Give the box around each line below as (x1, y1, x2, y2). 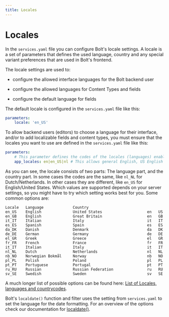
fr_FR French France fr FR (5, 240, 163, 245)
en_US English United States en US (5, 209, 163, 214)
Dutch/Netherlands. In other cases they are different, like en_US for (5, 179, 142, 185)
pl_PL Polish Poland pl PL (5, 258, 163, 263)
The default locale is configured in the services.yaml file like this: (5, 106, 140, 112)
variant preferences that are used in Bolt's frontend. (5, 57, 113, 63)
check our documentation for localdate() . (5, 306, 91, 312)
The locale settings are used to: (5, 66, 71, 72)
